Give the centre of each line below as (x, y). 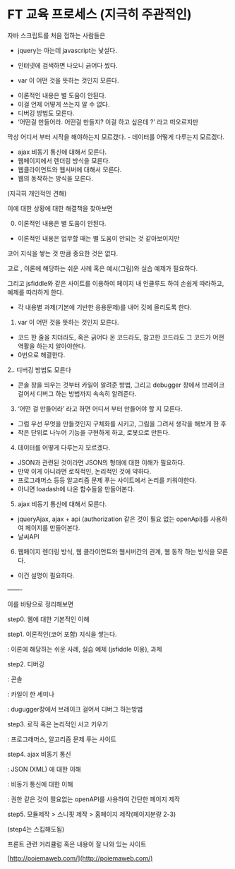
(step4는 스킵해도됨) (36, 829)
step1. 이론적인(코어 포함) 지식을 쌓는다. (62, 634)
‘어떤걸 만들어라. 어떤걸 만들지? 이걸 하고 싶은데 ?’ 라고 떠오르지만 (108, 121)
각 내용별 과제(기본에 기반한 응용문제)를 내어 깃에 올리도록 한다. (104, 307)
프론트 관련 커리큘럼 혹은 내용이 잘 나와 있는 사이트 (77, 844)
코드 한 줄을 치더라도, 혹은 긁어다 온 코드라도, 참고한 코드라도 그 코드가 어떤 (121, 337)
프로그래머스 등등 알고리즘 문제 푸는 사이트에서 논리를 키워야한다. (107, 480)
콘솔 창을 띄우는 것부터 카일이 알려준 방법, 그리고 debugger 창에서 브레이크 (121, 385)
